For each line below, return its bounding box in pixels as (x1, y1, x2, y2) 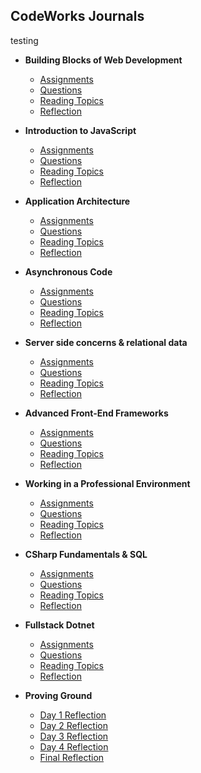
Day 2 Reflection (39, 719, 108, 731)
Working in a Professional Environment (24, 477, 191, 489)
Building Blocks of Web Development (24, 54, 183, 66)
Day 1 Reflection (39, 709, 107, 721)
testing (10, 34, 39, 46)
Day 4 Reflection (39, 740, 109, 753)
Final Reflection (39, 751, 105, 763)
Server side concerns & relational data (24, 336, 188, 348)
